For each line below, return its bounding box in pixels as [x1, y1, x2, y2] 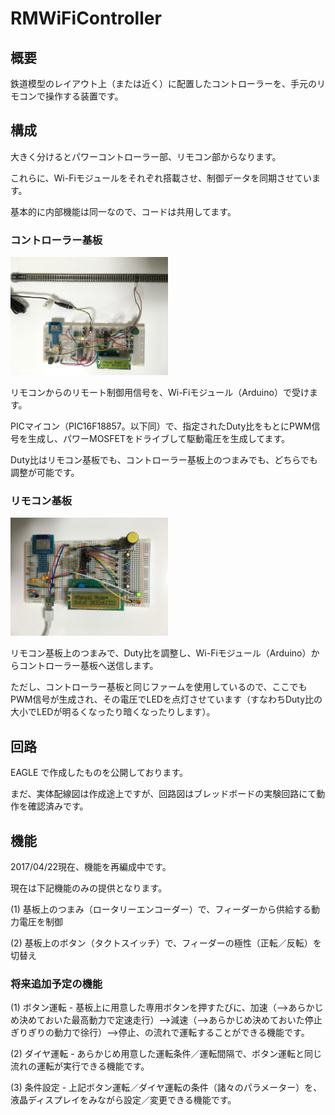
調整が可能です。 [10, 467, 80, 479]
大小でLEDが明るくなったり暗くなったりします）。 [10, 706, 216, 718]
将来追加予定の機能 [10, 977, 103, 991]
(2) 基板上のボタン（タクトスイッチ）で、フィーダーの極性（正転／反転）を [10, 937, 322, 949]
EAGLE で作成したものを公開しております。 [10, 767, 189, 779]
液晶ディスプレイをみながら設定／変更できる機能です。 [10, 1094, 237, 1106]
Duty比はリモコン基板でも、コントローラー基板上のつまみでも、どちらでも [10, 454, 318, 466]
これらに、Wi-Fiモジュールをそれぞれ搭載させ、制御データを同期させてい [10, 172, 312, 184]
